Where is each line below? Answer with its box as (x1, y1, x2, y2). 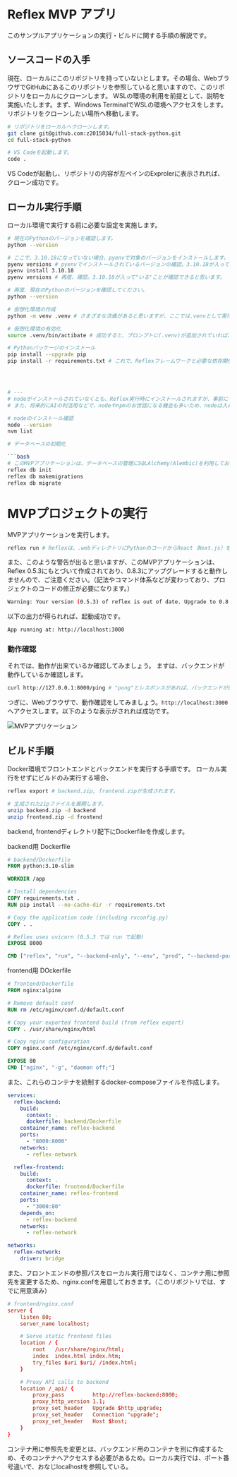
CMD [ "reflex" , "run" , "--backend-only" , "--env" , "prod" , (7, 953, 185, 960)
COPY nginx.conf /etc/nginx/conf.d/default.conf (7, 1045, 153, 1052)
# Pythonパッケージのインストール (7, 344, 96, 351)
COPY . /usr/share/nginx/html (7, 1025, 97, 1032)
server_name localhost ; (20, 1320, 90, 1327)
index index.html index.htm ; (32, 1353, 121, 1360)
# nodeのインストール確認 (7, 414, 74, 422)
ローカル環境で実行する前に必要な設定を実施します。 (7, 220, 162, 229)
